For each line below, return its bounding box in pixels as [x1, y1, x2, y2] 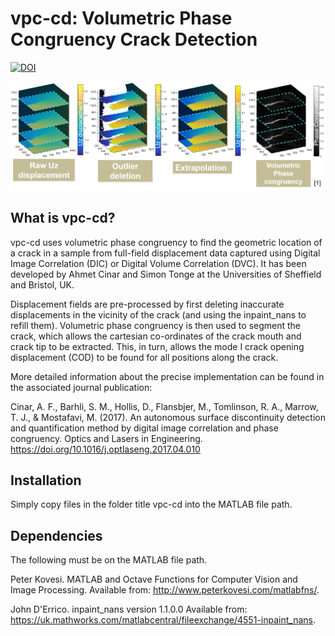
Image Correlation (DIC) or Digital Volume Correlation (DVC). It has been [10, 257, 307, 269]
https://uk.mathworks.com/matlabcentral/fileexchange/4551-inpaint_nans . [10, 614, 316, 626]
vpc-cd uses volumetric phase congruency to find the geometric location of [10, 236, 323, 248]
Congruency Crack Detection [10, 28, 258, 51]
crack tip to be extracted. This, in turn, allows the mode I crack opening [10, 340, 305, 352]
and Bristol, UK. [10, 278, 75, 291]
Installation [10, 472, 82, 489]
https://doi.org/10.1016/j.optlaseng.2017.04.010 [10, 443, 201, 455]
